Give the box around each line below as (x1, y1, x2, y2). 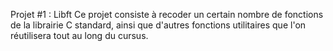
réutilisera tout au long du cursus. (10, 30, 149, 41)
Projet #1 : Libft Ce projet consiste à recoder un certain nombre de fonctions (10, 9, 324, 20)
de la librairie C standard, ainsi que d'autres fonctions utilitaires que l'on (10, 19, 307, 31)
